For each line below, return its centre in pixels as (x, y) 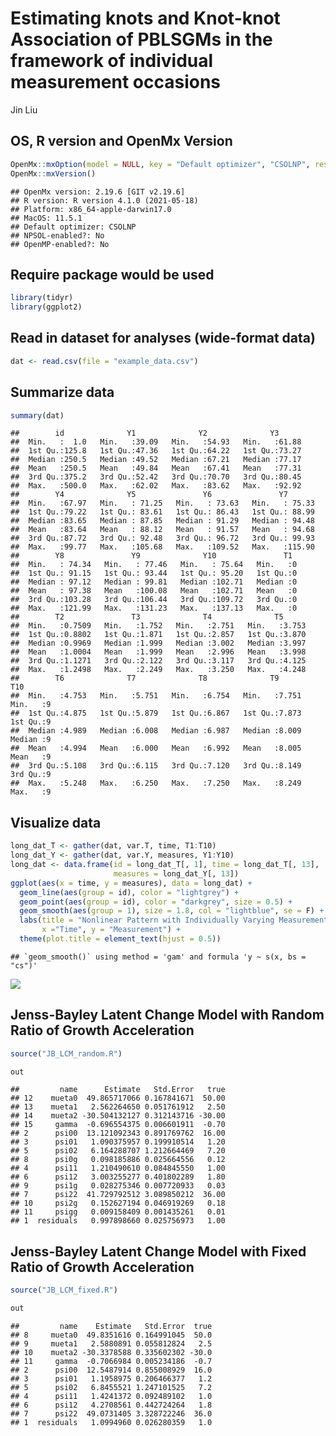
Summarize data (62, 392)
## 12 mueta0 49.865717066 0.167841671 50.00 (118, 1098)
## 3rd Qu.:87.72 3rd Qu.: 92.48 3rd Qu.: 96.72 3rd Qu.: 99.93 (162, 538)
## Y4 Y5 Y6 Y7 (149, 495)
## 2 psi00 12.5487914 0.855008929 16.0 (111, 1370)
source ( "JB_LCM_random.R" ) (66, 1053)
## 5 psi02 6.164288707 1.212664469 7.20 (118, 1151)
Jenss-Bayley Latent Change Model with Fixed (158, 1251)
